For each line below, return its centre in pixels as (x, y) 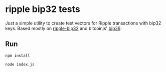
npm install (18, 55)
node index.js (20, 64)
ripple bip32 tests (43, 9)
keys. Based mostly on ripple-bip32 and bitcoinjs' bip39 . (63, 28)
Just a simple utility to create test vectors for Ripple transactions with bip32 (83, 23)
